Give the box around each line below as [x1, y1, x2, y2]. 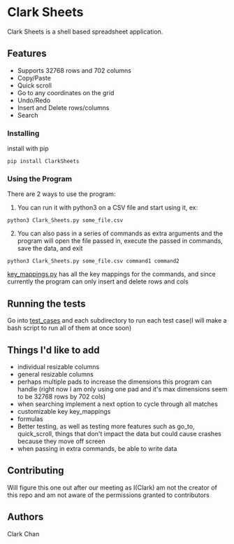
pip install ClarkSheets [7, 158, 80, 165]
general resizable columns [17, 370, 94, 378]
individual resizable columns [17, 362, 100, 371]
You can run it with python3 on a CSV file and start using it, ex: [17, 204, 198, 212]
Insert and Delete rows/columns [17, 103, 110, 112]
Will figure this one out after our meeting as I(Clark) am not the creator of [7, 483, 218, 491]
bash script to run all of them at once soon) [7, 323, 131, 333]
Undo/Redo [17, 96, 51, 104]
